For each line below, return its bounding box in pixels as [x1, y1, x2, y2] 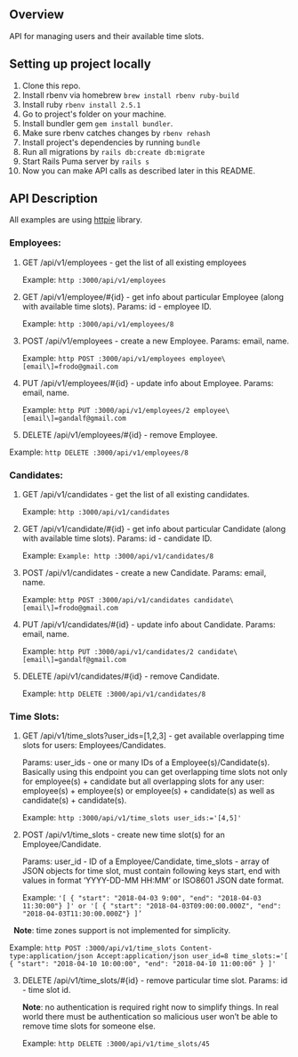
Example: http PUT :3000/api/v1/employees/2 [21, 404, 190, 415]
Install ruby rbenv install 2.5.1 [21, 99, 141, 109]
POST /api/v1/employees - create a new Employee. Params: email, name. [21, 335, 289, 346]
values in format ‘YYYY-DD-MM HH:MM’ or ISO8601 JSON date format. [21, 875, 285, 886]
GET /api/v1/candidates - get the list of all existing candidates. [21, 489, 250, 500]
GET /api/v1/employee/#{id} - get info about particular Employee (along [21, 291, 285, 302]
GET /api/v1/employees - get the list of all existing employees [21, 257, 247, 268]
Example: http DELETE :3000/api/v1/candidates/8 [21, 689, 206, 699]
